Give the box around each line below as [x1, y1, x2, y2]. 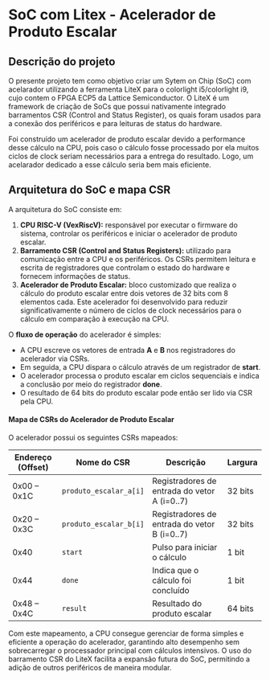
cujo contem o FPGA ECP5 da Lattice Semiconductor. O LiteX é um [8, 93, 230, 102]
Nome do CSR [76, 457, 131, 468]
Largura [227, 457, 258, 468]
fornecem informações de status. [19, 271, 131, 281]
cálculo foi [152, 575, 191, 586]
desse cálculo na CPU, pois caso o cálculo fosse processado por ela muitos [8, 143, 260, 152]
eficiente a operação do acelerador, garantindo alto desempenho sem [8, 637, 239, 647]
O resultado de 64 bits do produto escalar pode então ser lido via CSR [19, 387, 253, 397]
